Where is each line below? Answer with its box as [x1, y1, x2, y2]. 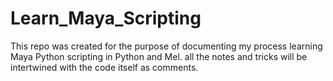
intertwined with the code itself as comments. [10, 61, 199, 73]
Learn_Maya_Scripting [10, 7, 202, 30]
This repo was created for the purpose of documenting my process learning [10, 40, 323, 52]
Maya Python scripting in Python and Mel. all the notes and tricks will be [10, 50, 308, 62]
